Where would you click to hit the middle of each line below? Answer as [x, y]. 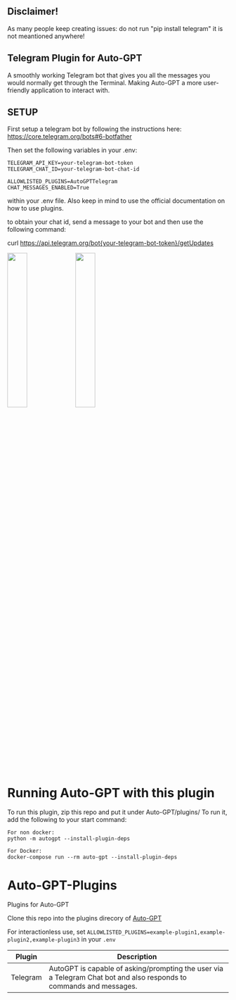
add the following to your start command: [67, 820]
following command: [37, 230]
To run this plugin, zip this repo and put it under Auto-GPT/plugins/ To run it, [117, 812]
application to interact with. [71, 90]
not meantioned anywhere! [46, 36]
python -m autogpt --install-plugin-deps [69, 839]
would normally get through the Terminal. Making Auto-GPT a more [105, 82]
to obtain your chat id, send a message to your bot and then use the [105, 222]
